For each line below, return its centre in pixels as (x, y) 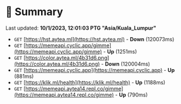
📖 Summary (34, 12)
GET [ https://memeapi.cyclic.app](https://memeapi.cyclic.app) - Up (94, 70)
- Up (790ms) (132, 95)
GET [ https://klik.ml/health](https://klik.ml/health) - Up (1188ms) (90, 82)
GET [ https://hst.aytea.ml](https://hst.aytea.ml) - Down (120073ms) (94, 39)
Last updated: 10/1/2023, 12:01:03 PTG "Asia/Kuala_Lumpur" (81, 28)
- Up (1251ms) (120, 51)
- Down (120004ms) (126, 64)
